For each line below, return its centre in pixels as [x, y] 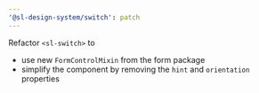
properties [40, 78]
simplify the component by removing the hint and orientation [135, 69]
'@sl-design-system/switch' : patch [74, 17]
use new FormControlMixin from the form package [113, 59]
